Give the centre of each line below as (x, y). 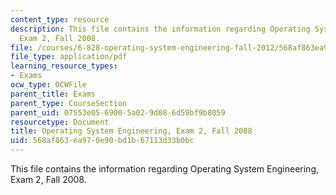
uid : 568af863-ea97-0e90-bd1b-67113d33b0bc (102, 141)
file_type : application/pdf (69, 57)
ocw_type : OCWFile (48, 85)
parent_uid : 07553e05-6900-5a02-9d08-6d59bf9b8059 (118, 112)
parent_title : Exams (53, 94)
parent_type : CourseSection (69, 103)
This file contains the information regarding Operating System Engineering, (165, 169)
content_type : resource (60, 19)
